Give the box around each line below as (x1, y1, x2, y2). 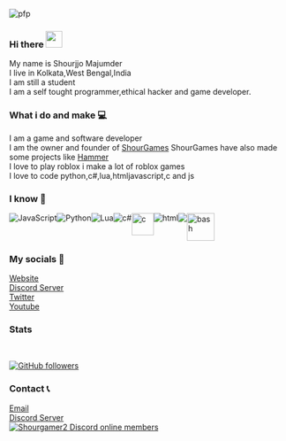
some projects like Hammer (9, 151, 109, 162)
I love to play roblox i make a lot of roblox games (9, 160, 185, 172)
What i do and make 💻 (9, 109, 108, 121)
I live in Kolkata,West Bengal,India (9, 67, 132, 79)
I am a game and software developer (9, 133, 143, 143)
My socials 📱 (9, 252, 65, 265)
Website (9, 273, 40, 283)
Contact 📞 (9, 383, 50, 395)
